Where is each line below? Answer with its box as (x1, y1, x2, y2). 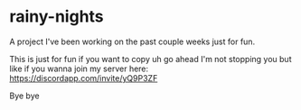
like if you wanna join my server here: (9, 63, 149, 74)
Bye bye (9, 90, 40, 101)
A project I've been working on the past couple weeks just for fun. (9, 36, 256, 47)
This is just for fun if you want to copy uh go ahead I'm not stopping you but (9, 53, 292, 64)
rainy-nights (9, 6, 104, 27)
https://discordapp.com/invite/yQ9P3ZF (9, 72, 158, 83)
